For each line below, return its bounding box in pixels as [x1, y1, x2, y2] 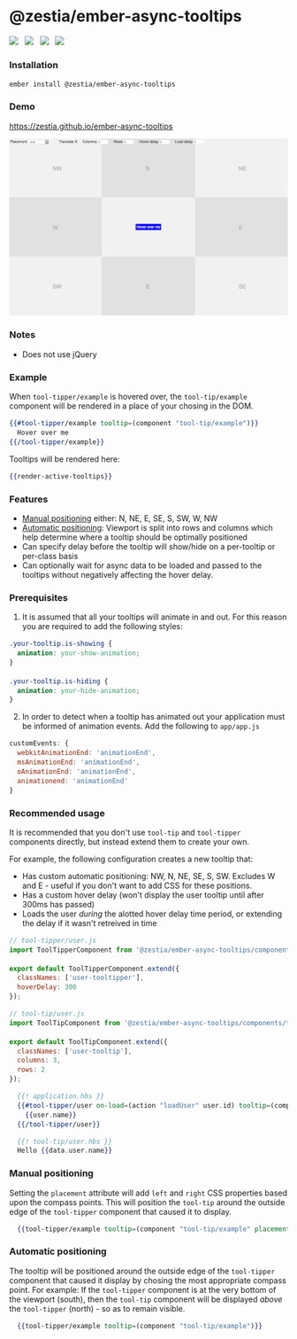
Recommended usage [9, 806, 105, 819]
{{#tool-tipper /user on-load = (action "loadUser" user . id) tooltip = [17, 1101, 271, 1109]
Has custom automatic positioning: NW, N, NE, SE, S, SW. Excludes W [21, 870, 276, 881]
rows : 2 [17, 1065, 46, 1074]
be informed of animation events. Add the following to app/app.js [21, 720, 260, 732]
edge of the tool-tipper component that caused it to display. [9, 1206, 232, 1217]
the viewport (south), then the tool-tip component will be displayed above [9, 1294, 283, 1304]
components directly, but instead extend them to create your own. [9, 836, 250, 847]
